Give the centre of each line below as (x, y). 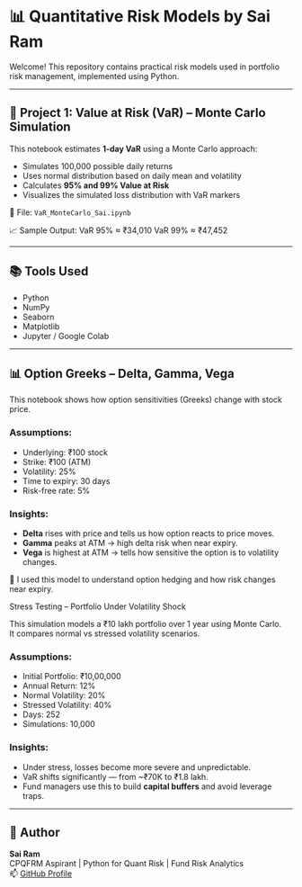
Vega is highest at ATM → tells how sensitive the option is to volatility (151, 552)
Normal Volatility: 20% (64, 695)
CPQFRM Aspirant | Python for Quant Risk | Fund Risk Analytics (127, 864)
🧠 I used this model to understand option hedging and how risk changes (142, 579)
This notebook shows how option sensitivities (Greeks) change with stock (146, 399)
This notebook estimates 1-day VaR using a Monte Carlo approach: (133, 148)
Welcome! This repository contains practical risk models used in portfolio (145, 67)
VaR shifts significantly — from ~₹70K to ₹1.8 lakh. (115, 776)
